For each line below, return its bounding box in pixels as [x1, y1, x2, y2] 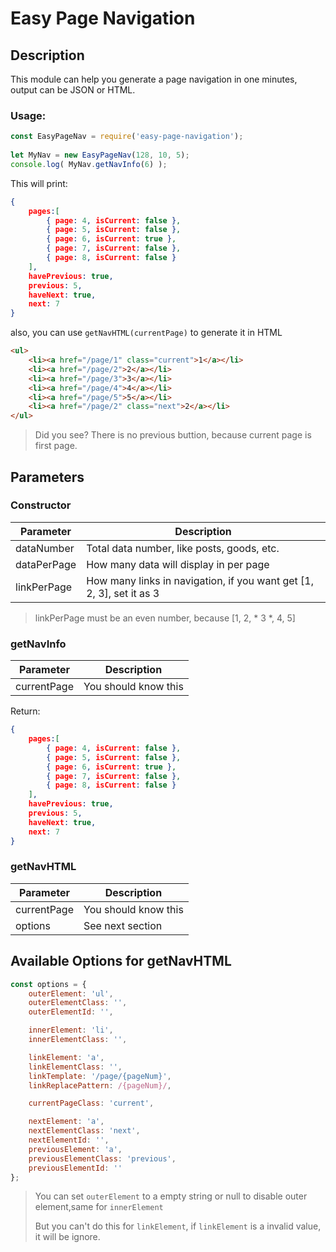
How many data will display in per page [86, 557, 270, 571]
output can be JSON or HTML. [10, 84, 136, 96]
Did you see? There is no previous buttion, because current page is [34, 429, 312, 441]
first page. [34, 440, 78, 452]
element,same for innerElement [34, 1201, 164, 1213]
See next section [83, 918, 163, 932]
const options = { [10, 979, 87, 989]
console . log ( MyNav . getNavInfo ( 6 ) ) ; [10, 159, 168, 169]
